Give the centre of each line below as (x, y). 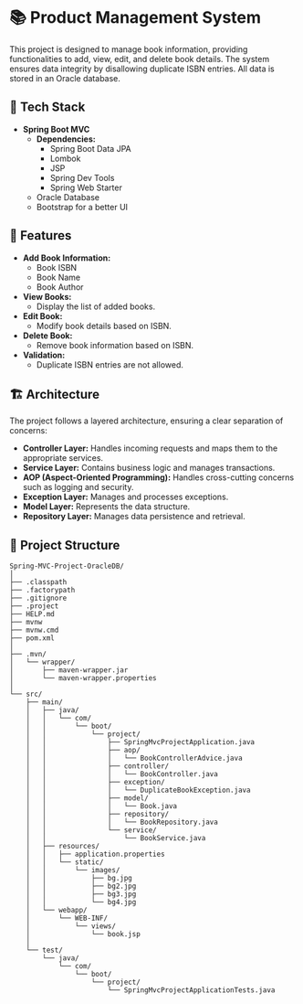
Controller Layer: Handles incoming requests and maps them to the (150, 448)
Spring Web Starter (86, 187)
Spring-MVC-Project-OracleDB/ (67, 566)
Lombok (65, 158)
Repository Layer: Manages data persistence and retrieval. (134, 517)
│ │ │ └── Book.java (102, 806)
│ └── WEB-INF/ (67, 919)
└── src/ (26, 694)
